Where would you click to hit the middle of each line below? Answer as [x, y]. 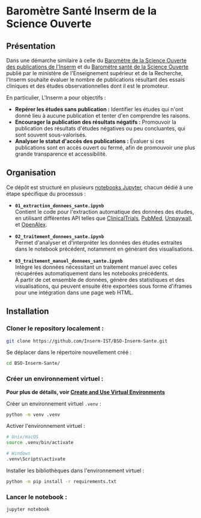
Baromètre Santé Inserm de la [82, 11]
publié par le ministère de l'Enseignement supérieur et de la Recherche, [94, 73]
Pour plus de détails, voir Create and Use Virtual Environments [85, 392]
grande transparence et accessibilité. [61, 154]
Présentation [31, 46]
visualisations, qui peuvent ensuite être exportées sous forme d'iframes [103, 286]
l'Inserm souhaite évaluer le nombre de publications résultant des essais [95, 80]
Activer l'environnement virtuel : [46, 426]
